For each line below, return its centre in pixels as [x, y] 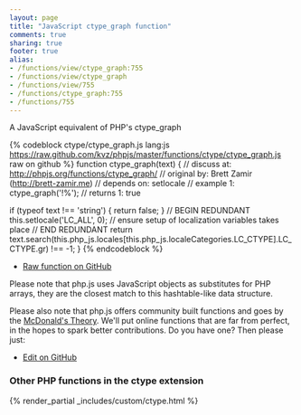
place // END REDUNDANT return [71, 230]
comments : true [38, 34]
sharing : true [36, 43]
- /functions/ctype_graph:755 [66, 93]
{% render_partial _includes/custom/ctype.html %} [104, 401]
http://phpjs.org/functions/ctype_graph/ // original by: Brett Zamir [131, 174]
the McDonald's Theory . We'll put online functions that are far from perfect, [150, 321]
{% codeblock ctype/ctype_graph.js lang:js [89, 145]
